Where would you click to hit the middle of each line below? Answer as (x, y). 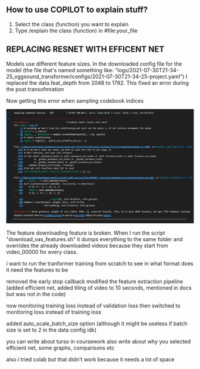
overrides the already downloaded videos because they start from (87, 245)
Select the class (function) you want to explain (72, 24)
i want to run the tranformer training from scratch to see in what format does (100, 263)
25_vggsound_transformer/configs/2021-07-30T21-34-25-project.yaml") (95, 76)
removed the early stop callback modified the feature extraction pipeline (95, 281)
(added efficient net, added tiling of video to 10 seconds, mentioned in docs (99, 287)
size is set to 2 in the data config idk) (51, 330)
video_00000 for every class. (42, 252)
